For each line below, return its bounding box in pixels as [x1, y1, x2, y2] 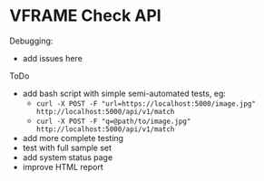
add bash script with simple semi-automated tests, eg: [22, 88, 227, 99]
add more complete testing [22, 132, 124, 143]
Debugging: [9, 35, 54, 46]
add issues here [22, 52, 83, 63]
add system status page [22, 151, 113, 163]
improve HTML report [22, 161, 104, 172]
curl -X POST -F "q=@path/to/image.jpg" [35, 117, 191, 126]
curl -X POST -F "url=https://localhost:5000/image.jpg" [35, 99, 257, 109]
